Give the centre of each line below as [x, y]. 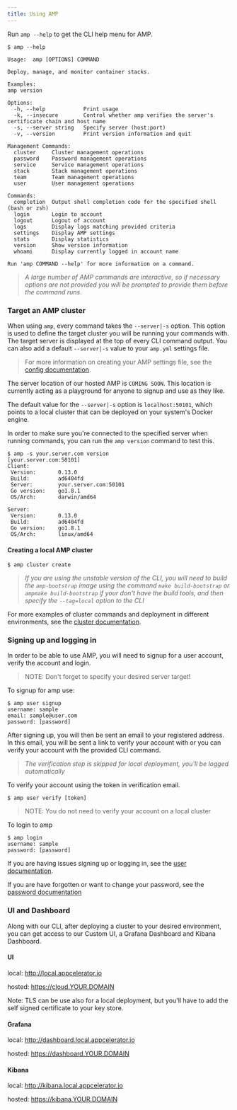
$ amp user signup [34, 704]
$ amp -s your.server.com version [58, 454]
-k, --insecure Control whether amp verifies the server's [114, 115]
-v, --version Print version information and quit [103, 134]
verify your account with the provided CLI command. [84, 750]
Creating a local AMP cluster [50, 550]
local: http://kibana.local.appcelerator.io [65, 1086]
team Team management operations [74, 177]
